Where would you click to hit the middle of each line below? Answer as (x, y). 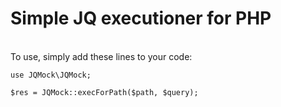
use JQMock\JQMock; (51, 75)
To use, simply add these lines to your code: (101, 56)
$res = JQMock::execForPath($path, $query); (104, 92)
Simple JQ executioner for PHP (141, 18)
